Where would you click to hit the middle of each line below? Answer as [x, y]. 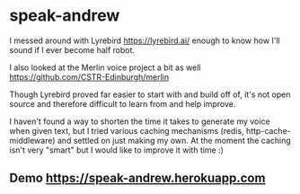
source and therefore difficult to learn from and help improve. [123, 103]
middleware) [32, 140]
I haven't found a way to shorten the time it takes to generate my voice [140, 121]
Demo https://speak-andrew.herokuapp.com [137, 178]
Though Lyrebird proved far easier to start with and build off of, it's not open [150, 94]
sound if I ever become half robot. [72, 49]
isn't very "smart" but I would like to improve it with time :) [117, 150]
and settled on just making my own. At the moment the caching [174, 140]
